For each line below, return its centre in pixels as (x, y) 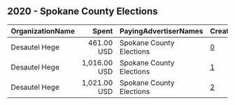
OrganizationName (43, 31)
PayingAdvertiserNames (162, 31)
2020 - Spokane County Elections (83, 11)
